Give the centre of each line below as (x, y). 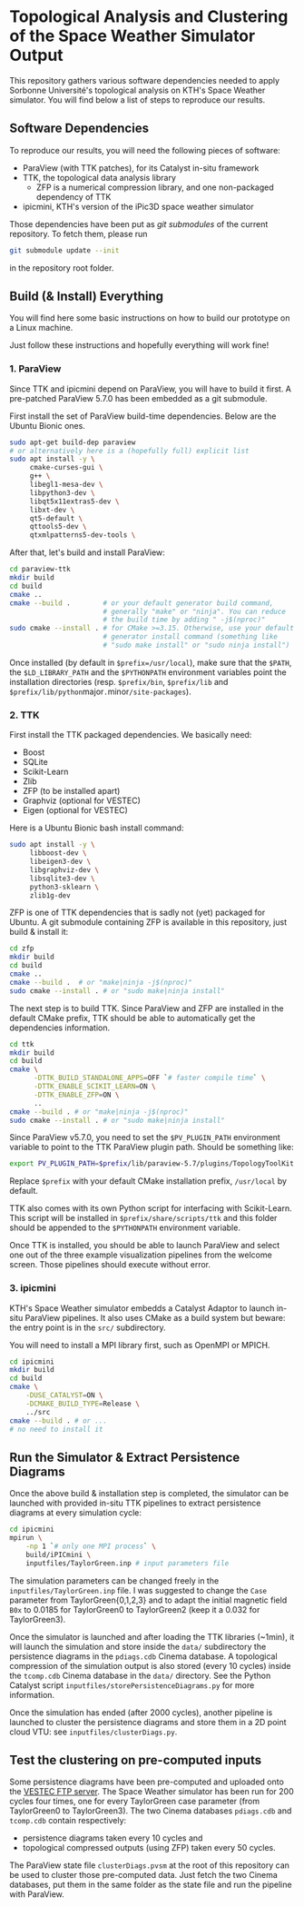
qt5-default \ (56, 518)
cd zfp (22, 949)
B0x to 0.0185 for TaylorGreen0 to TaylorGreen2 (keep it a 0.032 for (135, 1609)
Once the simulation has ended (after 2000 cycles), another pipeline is (141, 1712)
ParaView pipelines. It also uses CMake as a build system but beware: (155, 1317)
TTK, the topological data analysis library (99, 177)
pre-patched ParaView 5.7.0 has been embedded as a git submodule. (138, 398)
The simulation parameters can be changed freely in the (114, 1580)
